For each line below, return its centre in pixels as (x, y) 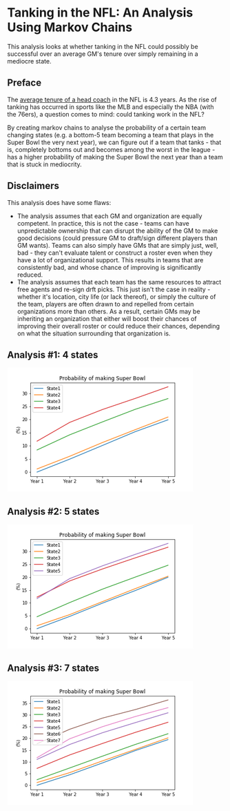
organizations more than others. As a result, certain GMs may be (109, 311)
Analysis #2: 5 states (53, 511)
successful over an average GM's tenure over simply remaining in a (103, 54)
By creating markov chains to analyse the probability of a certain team (107, 127)
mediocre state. (29, 61)
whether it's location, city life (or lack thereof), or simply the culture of (116, 296)
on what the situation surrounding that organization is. (94, 333)
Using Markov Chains (70, 27)
